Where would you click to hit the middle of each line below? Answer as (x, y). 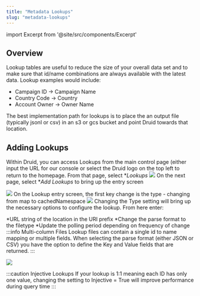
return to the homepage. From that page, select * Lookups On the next (96, 176)
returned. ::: (21, 251)
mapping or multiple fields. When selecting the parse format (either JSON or (100, 238)
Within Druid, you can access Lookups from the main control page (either (96, 162)
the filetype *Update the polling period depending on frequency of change (98, 225)
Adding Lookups (37, 147)
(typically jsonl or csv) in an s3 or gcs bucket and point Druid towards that (97, 123)
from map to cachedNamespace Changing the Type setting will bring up (99, 202)
